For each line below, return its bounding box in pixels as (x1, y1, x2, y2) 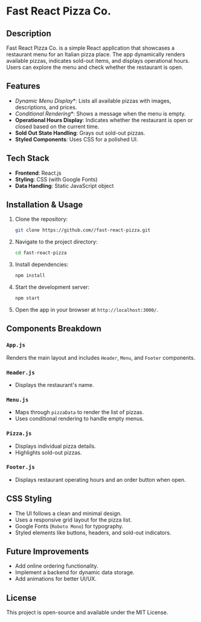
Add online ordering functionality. (14, 562, 98, 569)
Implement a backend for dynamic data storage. (14, 569, 135, 576)
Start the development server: (14, 283, 90, 291)
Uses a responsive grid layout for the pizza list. (14, 516, 132, 523)
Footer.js (6, 464, 35, 471)
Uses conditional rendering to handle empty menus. (14, 415, 144, 423)
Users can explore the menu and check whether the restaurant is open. (6, 63, 183, 71)
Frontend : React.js (14, 169, 62, 177)
